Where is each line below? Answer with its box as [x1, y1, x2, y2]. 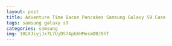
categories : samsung [6, 25, 59, 32]
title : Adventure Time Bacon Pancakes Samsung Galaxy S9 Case [6, 14, 166, 20]
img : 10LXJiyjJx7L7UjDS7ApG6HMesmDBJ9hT [6, 31, 110, 37]
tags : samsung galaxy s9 [6, 20, 69, 26]
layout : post [6, 8, 39, 15]
